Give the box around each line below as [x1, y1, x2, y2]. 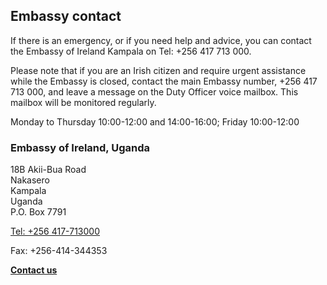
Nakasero [10, 174, 50, 186]
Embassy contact [10, 8, 122, 25]
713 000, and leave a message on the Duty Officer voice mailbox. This [10, 85, 299, 98]
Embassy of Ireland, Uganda [10, 140, 150, 154]
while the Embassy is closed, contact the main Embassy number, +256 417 [10, 75, 318, 87]
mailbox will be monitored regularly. [10, 96, 157, 108]
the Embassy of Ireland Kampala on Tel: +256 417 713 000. [10, 45, 252, 57]
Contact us [10, 264, 58, 276]
